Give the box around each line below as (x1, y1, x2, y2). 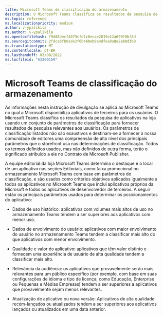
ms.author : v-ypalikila (5, 30, 54, 35)
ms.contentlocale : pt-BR (5, 48, 55, 53)
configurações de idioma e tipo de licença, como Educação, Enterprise (12, 276, 155, 282)
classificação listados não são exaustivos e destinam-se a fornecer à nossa (5, 130, 157, 137)
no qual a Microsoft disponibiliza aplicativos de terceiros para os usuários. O (5, 110, 158, 116)
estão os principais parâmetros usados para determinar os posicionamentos (5, 192, 158, 198)
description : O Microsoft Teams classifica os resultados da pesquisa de (5, 12, 158, 17)
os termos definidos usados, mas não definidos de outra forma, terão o (5, 146, 148, 152)
